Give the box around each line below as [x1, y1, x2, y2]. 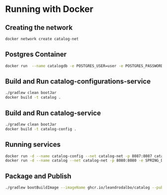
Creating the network [5, 23, 73, 32]
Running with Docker [5, 3, 93, 15]
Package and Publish [5, 172, 72, 180]
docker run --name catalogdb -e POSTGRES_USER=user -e [5, 63, 123, 68]
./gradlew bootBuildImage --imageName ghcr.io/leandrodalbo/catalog [5, 185, 150, 190]
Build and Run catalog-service [5, 108, 101, 117]
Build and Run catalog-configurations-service [5, 77, 151, 86]
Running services [5, 140, 61, 149]
